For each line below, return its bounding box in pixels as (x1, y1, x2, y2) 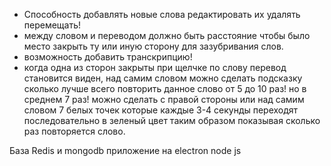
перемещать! (23, 19, 82, 31)
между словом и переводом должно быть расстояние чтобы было (23, 30, 311, 41)
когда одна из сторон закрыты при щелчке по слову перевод (23, 62, 287, 73)
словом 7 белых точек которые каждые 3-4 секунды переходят (23, 104, 299, 116)
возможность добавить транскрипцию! (23, 51, 193, 63)
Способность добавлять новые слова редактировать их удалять (23, 9, 301, 20)
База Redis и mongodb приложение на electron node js (9, 145, 242, 156)
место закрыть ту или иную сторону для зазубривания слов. (23, 40, 284, 52)
